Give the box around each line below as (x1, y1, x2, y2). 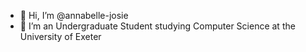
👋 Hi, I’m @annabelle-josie (19, 10, 129, 21)
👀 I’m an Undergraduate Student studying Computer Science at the (19, 20, 296, 32)
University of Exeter (19, 31, 102, 42)
